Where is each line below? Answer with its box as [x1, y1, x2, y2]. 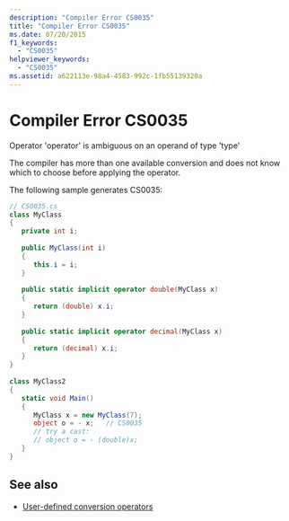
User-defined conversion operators [22, 500, 153, 512]
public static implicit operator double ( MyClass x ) [21, 285, 219, 295]
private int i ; [21, 226, 78, 236]
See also [9, 477, 58, 492]
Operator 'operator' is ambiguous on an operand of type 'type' [9, 140, 241, 151]
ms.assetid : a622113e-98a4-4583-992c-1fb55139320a [9, 72, 203, 81]
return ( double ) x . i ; [32, 302, 115, 311]
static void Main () [21, 393, 94, 402]
